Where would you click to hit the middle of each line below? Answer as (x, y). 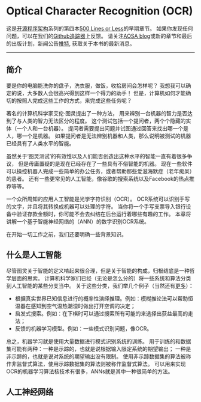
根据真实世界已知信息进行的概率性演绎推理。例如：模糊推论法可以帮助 (101, 298)
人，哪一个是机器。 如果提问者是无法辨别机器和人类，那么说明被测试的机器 (99, 136)
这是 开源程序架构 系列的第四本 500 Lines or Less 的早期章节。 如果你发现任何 (100, 28)
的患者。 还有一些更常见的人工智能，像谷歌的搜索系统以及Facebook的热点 (98, 178)
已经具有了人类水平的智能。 (40, 143)
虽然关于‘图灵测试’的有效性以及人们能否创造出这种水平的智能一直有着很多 (97, 156)
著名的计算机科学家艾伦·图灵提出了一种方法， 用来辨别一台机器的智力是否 (97, 113)
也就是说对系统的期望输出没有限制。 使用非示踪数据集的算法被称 (112, 356)
